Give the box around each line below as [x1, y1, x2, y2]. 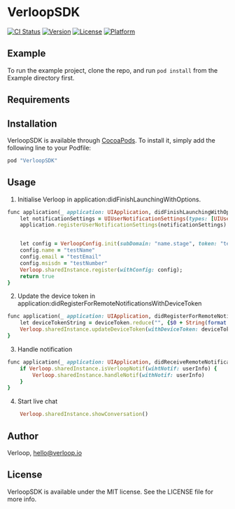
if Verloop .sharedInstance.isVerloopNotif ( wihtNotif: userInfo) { [20, 365, 218, 372]
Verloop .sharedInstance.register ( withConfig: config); [20, 266, 183, 273]
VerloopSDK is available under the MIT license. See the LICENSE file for [7, 487, 213, 496]
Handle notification [17, 345, 73, 353]
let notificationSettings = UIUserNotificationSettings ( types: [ [20, 215, 215, 222]
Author [7, 430, 38, 442]
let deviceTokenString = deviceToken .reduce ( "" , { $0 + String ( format [20, 320, 227, 327]
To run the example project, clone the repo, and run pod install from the [7, 66, 218, 74]
